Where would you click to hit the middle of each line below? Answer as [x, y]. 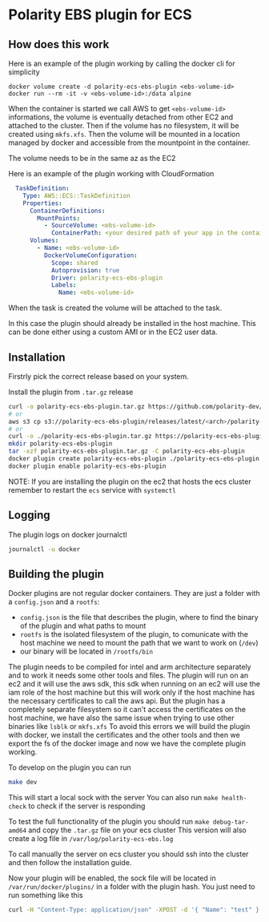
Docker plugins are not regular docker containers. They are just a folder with [134, 594]
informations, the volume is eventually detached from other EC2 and [121, 117]
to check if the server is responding [86, 806]
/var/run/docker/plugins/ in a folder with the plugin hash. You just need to [132, 887]
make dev [23, 783]
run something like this [46, 896]
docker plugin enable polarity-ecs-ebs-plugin [87, 466]
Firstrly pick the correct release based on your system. [99, 376]
